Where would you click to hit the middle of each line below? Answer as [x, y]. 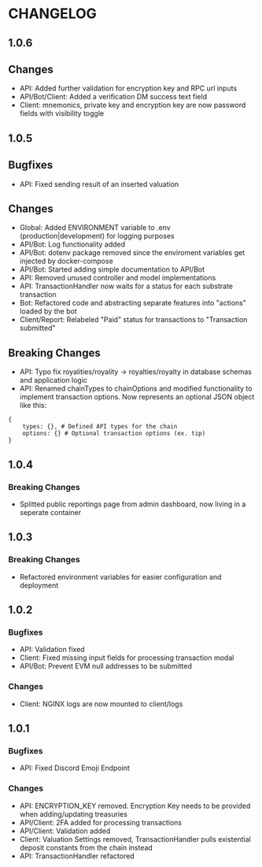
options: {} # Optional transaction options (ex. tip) [114, 434]
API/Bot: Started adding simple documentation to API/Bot [112, 269]
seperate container [50, 512]
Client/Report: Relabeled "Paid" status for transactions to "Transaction [133, 320]
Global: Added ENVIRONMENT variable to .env [95, 228]
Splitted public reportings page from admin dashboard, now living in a [133, 504]
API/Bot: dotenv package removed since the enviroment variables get [132, 253]
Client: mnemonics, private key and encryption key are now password [133, 105]
